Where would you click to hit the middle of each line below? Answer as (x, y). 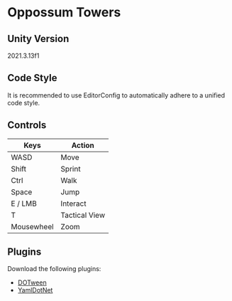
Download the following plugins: (54, 269)
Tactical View (83, 215)
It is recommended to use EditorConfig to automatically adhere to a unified (116, 95)
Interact (73, 204)
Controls (27, 125)
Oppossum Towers (64, 12)
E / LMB (24, 204)
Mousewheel (33, 226)
